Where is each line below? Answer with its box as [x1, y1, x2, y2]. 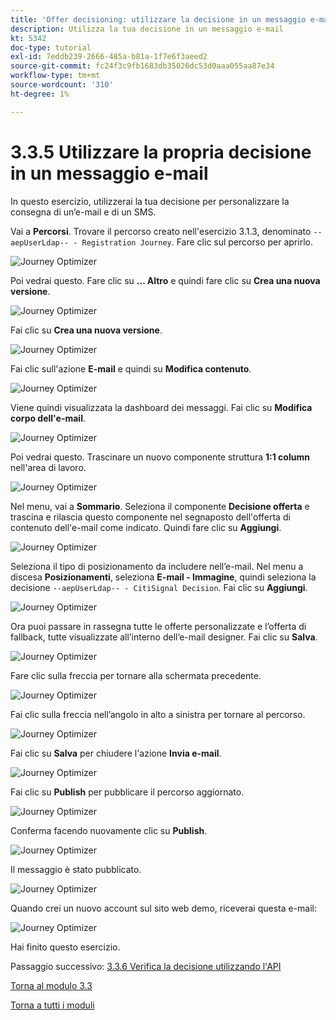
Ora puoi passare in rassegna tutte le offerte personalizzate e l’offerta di [10, 620, 307, 632]
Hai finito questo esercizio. [10, 941, 121, 953]
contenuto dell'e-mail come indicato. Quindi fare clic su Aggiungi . [10, 521, 282, 533]
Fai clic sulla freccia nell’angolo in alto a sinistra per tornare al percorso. [10, 708, 306, 720]
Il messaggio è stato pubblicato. [10, 863, 142, 875]
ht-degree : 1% [10, 89, 70, 99]
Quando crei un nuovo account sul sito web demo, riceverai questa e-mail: [10, 902, 318, 914]
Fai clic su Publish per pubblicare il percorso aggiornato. [10, 786, 245, 798]
